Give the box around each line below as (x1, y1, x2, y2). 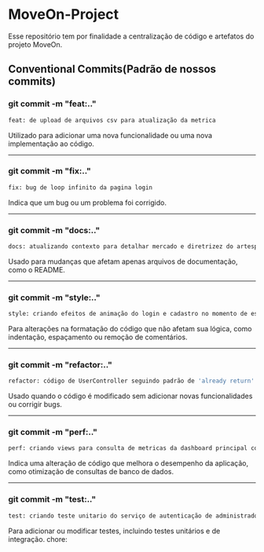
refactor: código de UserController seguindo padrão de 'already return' (8, 377, 255, 386)
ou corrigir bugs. (8, 400, 63, 409)
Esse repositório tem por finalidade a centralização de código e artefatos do (8, 31, 255, 41)
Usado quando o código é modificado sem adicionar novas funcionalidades (8, 391, 253, 401)
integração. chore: (8, 534, 68, 543)
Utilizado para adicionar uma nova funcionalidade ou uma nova (8, 130, 213, 140)
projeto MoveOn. (8, 39, 63, 49)
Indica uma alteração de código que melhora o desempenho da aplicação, (8, 459, 249, 468)
